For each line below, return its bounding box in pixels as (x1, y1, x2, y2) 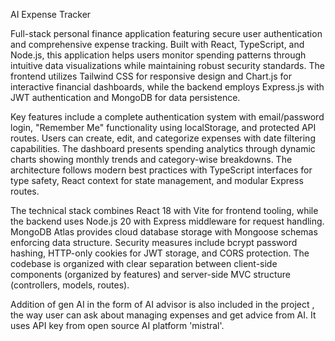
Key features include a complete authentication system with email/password (10, 111, 325, 123)
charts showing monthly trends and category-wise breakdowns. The (10, 154, 293, 165)
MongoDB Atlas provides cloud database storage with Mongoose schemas (10, 226, 318, 238)
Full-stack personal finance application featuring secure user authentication (10, 28, 323, 39)
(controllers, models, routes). (10, 279, 130, 291)
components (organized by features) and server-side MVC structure (10, 269, 291, 280)
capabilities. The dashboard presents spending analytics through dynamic (10, 143, 316, 154)
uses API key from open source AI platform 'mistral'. (10, 320, 225, 331)
